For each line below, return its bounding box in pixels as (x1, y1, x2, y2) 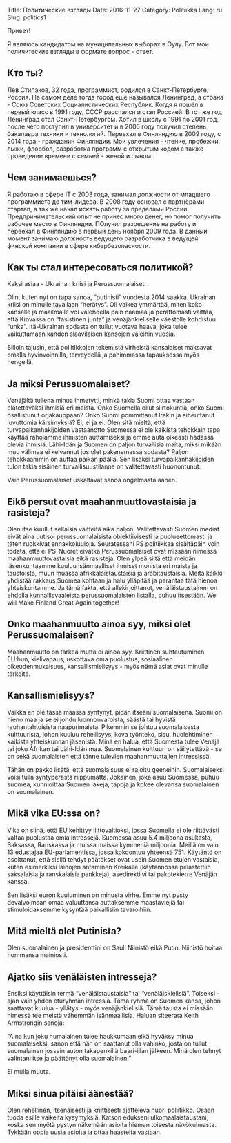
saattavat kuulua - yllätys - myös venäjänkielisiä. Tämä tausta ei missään (7, 1004, 214, 1012)
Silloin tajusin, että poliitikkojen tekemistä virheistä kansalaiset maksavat (7, 343, 212, 352)
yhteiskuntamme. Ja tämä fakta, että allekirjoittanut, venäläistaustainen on (7, 584, 218, 592)
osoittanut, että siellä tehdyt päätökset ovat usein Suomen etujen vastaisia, (7, 855, 220, 863)
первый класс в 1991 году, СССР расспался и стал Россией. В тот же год (7, 107, 222, 116)
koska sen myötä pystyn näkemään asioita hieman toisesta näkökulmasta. (7, 1120, 217, 1128)
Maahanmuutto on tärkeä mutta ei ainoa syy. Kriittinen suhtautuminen (7, 648, 205, 656)
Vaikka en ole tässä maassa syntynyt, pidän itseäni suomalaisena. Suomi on (7, 708, 223, 716)
